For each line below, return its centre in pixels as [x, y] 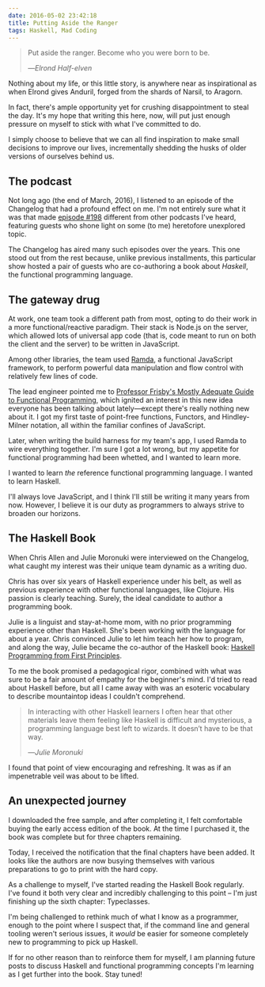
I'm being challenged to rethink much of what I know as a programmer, [123, 916]
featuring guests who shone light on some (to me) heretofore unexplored [127, 226]
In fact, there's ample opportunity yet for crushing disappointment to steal [129, 107]
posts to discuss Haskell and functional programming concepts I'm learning [131, 966]
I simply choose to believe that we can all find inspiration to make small [124, 140]
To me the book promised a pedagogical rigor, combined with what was [125, 671]
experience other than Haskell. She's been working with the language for [127, 630]
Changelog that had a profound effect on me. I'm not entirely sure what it [127, 209]
